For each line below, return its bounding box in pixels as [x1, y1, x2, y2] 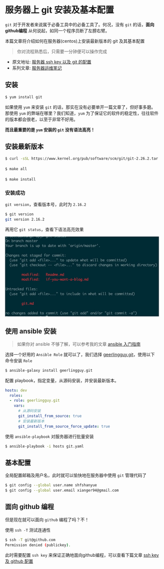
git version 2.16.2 [5, 217, 45, 222]
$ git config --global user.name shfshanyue [5, 483, 97, 488]
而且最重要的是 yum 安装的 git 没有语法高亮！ [5, 127, 95, 133]
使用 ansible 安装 [5, 327, 57, 336]
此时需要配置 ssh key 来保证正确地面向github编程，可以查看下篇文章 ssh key [5, 552, 159, 558]
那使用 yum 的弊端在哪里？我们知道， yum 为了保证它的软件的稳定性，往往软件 [5, 110, 159, 116]
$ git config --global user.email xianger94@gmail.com [5, 488, 119, 493]
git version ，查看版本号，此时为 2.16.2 [5, 202, 86, 207]
